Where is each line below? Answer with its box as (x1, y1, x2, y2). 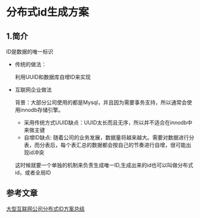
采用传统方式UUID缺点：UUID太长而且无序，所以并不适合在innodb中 (23, 119, 193, 126)
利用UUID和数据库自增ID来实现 (14, 73, 91, 81)
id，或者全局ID (14, 169, 51, 176)
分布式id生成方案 (6, 5, 90, 19)
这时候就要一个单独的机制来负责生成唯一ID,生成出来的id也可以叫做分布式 (14, 162, 194, 168)
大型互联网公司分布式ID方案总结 (6, 205, 85, 212)
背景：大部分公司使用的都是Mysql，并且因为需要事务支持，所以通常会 (14, 99, 187, 106)
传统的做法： (14, 61, 47, 67)
